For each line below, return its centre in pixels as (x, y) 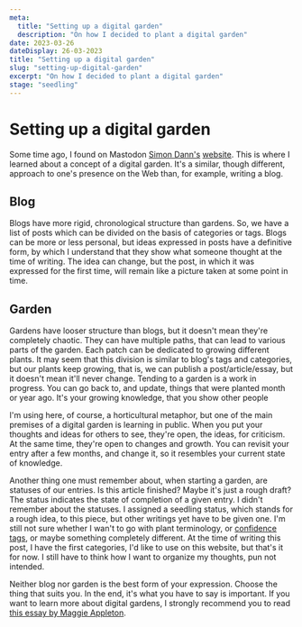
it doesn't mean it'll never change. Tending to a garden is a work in (133, 378)
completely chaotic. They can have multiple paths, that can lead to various (147, 341)
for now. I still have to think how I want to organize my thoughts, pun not (143, 557)
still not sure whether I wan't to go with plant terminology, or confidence (143, 529)
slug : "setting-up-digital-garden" (76, 68)
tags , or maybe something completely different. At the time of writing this (145, 538)
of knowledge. (36, 463)
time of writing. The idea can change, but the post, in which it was (132, 261)
